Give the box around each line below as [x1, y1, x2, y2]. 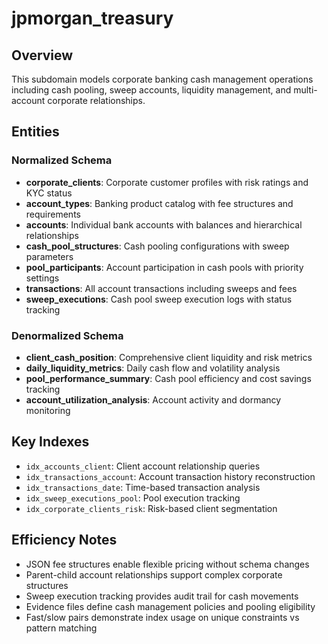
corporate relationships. [47, 95, 146, 106]
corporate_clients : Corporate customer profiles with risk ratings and [25, 176, 309, 188]
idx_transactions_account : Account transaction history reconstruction [25, 470, 316, 482]
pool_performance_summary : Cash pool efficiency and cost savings [25, 372, 312, 384]
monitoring [25, 404, 71, 416]
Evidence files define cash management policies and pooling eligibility [25, 600, 316, 612]
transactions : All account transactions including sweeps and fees [25, 282, 298, 294]
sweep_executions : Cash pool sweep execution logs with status [25, 293, 293, 305]
